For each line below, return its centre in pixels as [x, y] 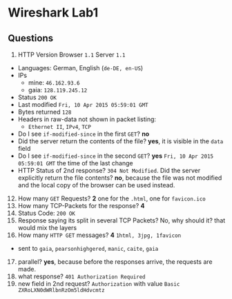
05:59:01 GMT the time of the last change [75, 163]
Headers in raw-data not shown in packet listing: [87, 119]
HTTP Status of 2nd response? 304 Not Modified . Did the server [109, 171]
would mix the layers [47, 228]
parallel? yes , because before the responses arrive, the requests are [115, 262]
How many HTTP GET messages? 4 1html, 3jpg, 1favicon [99, 235]
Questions [31, 38]
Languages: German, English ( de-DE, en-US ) [80, 68]
